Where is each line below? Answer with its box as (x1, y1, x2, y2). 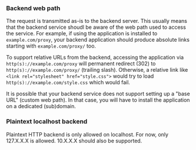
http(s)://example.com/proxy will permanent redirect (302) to (6, 60, 156, 67)
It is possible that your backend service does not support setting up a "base (6, 90, 190, 98)
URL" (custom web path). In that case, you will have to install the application (6, 96, 190, 104)
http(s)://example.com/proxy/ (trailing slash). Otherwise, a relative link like (6, 66, 188, 74)
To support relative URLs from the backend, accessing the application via (6, 54, 184, 61)
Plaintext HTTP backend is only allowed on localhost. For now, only (6, 131, 169, 138)
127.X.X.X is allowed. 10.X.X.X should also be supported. (6, 137, 142, 144)
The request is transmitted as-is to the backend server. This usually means (6, 18, 187, 25)
